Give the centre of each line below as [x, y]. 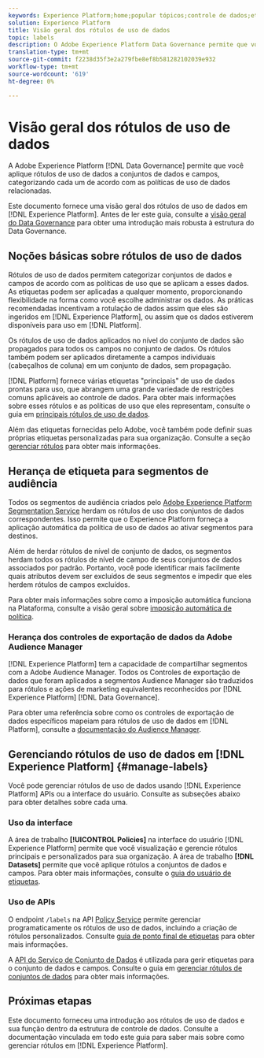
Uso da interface [40, 822]
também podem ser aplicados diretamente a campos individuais [112, 357]
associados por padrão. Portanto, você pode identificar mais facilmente [124, 568]
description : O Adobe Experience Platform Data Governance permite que [128, 45]
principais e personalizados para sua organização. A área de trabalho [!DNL [131, 856]
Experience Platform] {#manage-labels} [108, 766]
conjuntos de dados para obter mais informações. [89, 976]
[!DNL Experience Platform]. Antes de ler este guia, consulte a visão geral [127, 214]
